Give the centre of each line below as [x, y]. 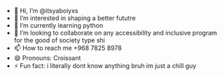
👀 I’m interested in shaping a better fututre [75, 18]
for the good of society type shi [59, 40]
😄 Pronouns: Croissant [47, 58]
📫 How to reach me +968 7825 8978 [68, 48]
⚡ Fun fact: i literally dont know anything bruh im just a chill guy [105, 66]
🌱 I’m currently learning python [58, 25]
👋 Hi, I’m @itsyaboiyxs [46, 11]
